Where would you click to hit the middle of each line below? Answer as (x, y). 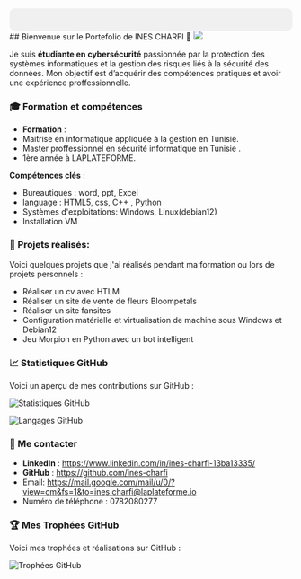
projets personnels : (46, 274)
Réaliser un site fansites (66, 310)
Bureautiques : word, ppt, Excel (80, 193)
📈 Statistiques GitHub (59, 363)
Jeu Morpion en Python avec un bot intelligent (108, 338)
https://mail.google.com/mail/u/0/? (111, 482)
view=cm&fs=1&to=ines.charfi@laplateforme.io (109, 492)
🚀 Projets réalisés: (49, 245)
